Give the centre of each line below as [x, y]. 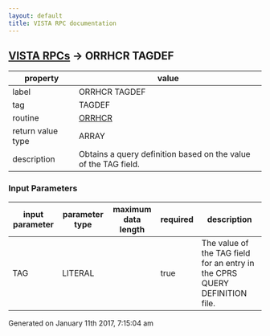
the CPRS [219, 272]
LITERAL [78, 272]
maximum [132, 209]
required [177, 219]
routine [26, 118]
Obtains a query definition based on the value [165, 154]
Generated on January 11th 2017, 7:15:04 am [81, 323]
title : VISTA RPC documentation [62, 23]
